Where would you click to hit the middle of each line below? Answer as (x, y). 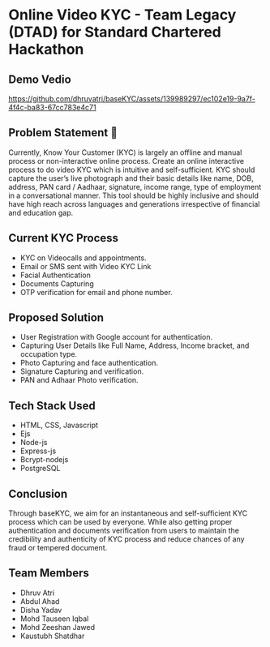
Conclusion (38, 493)
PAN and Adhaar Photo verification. (79, 380)
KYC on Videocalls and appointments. (84, 258)
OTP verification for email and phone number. (96, 292)
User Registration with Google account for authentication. (116, 337)
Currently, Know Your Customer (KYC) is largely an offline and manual (125, 152)
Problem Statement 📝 (63, 133)
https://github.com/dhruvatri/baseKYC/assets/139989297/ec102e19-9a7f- (132, 99)
